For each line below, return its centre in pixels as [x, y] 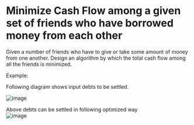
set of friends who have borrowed [90, 23]
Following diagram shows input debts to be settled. [67, 86]
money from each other [64, 36]
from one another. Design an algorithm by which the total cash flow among [96, 58]
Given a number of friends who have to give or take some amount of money [97, 51]
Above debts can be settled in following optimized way [72, 109]
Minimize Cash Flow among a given [93, 11]
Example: [17, 75]
